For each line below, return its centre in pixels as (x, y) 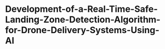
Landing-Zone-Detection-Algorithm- (83, 20)
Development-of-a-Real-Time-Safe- (82, 9)
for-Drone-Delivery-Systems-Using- (82, 30)
